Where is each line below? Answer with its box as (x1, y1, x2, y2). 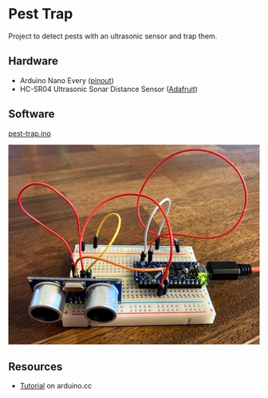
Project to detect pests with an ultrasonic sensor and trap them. (8, 31, 218, 41)
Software (8, 107, 55, 121)
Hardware (8, 54, 58, 68)
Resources (8, 360, 63, 373)
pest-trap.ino (8, 129, 52, 138)
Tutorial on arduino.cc (19, 381, 93, 391)
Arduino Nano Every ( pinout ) (19, 75, 114, 85)
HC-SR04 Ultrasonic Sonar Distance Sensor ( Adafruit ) (19, 84, 198, 94)
